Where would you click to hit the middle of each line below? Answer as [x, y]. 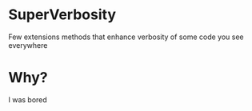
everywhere [28, 45]
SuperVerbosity [62, 15]
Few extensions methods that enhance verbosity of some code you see [126, 37]
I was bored [28, 99]
